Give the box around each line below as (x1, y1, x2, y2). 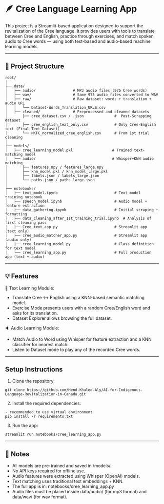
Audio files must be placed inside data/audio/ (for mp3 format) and (12, 489, 147, 495)
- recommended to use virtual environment (5, 410, 93, 415)
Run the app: (12, 423, 38, 428)
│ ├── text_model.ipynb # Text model (5, 190, 141, 195)
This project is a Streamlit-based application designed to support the (5, 22, 143, 29)
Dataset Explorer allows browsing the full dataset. (12, 315, 112, 321)
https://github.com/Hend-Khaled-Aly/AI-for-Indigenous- (26, 388, 143, 392)
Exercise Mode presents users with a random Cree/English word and (12, 305, 150, 310)
